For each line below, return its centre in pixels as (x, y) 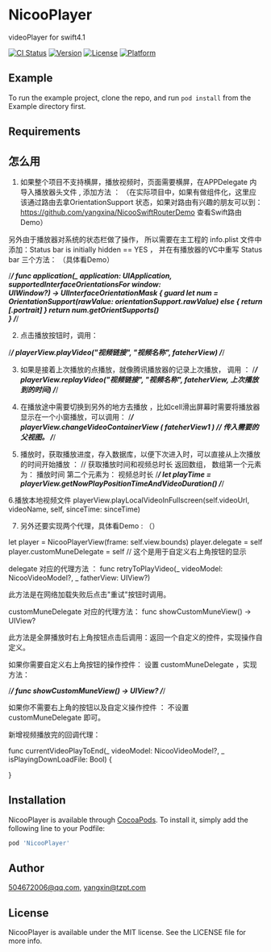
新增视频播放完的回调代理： (54, 734)
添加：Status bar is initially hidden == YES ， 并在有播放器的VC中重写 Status (135, 249)
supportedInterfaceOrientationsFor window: (85, 284)
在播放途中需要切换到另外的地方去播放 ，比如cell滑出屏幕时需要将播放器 (140, 407)
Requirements (44, 132)
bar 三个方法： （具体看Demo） (61, 259)
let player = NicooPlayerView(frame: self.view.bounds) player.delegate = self (135, 541)
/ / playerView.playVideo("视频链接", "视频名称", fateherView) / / (117, 352)
